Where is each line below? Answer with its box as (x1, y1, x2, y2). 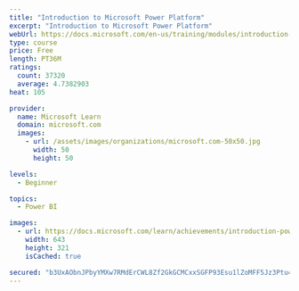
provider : (9, 104, 46, 112)
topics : (9, 194, 38, 204)
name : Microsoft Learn (17, 112, 101, 121)
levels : (9, 170, 38, 179)
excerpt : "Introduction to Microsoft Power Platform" (9, 21, 214, 30)
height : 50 (32, 154, 74, 162)
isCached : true (25, 252, 82, 261)
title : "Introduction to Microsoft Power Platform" (9, 12, 205, 22)
